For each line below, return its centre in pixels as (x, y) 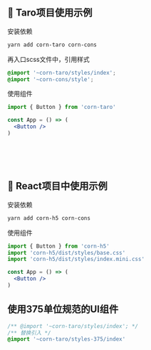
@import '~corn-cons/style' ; (51, 79)
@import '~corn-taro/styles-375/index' (67, 339)
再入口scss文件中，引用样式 (49, 59)
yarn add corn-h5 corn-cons (49, 218)
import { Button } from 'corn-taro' (62, 107)
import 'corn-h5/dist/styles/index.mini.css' (76, 259)
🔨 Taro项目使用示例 (50, 13)
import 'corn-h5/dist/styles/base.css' (67, 253)
